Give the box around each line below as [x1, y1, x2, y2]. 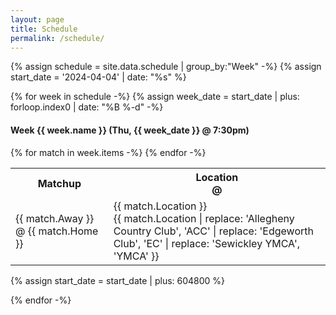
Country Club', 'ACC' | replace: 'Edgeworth [113, 224, 314, 238]
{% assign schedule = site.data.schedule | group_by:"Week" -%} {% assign [10, 61, 322, 73]
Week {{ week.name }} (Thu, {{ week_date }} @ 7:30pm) [10, 124, 250, 136]
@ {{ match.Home [15, 224, 99, 238]
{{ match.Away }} [15, 211, 95, 225]
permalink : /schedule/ [10, 33, 105, 43]
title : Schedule [10, 24, 78, 34]
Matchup [37, 176, 82, 190]
